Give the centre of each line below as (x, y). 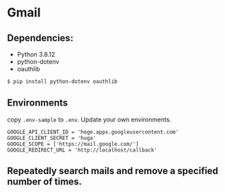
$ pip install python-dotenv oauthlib (62, 82)
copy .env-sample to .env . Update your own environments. (89, 119)
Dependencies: (40, 38)
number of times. (44, 182)
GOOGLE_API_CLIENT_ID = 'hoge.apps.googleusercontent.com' (93, 132)
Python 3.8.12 (36, 54)
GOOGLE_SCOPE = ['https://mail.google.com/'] (73, 144)
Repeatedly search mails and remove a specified (113, 171)
